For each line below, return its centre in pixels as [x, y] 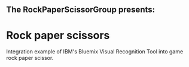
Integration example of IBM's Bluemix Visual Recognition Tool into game [95, 52]
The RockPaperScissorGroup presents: [81, 10]
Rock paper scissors [58, 35]
